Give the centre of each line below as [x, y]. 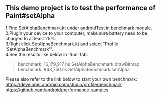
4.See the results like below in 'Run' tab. [47, 54]
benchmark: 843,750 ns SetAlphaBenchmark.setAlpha [74, 69]
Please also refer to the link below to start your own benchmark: [71, 79]
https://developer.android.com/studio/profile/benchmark [63, 84]
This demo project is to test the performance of [80, 8]
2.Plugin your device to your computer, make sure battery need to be [76, 33]
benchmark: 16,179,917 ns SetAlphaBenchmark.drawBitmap [78, 64]
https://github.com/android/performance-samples [57, 90]
